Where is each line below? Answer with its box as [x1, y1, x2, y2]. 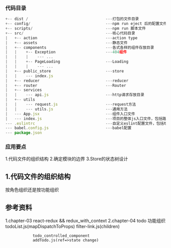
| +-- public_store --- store [5, 68, 124, 73]
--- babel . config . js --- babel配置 [5, 126, 132, 131]
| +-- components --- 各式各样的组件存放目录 [5, 45, 154, 50]
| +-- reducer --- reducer [5, 78, 129, 83]
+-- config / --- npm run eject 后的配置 [5, 21, 160, 27]
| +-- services [5, 88, 42, 93]
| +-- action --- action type [5, 35, 138, 40]
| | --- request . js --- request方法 [5, 102, 136, 107]
